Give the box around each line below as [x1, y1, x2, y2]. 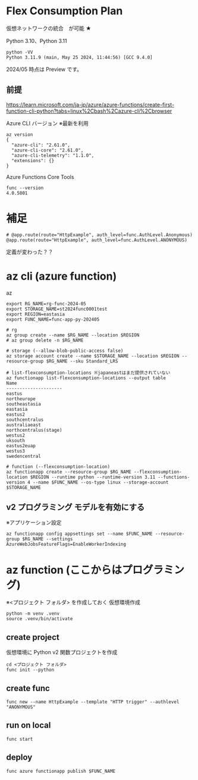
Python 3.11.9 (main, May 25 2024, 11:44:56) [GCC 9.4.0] [6, 54, 153, 60]
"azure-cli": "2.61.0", [11, 142, 70, 148]
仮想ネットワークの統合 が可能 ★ [6, 24, 92, 32]
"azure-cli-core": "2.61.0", [11, 147, 84, 153]
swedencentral [6, 453, 42, 459]
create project [6, 632, 59, 642]
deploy [6, 753, 33, 763]
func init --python [6, 667, 55, 673]
